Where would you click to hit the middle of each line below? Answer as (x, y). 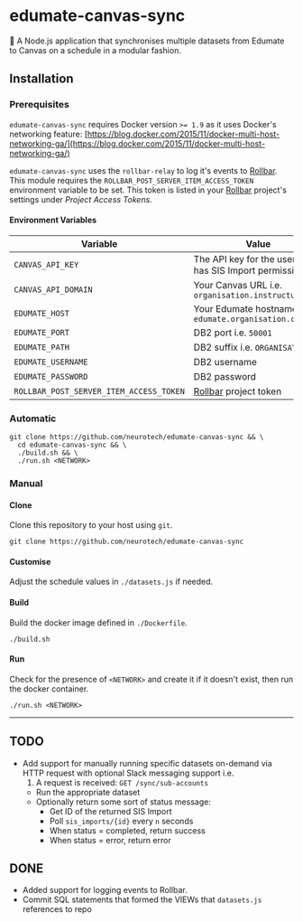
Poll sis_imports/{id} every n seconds (121, 821)
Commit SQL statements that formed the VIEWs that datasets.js (142, 899)
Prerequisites (39, 105)
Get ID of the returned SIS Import (111, 811)
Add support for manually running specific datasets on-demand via (147, 763)
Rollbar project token (238, 391)
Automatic (33, 419)
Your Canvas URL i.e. (238, 285)
